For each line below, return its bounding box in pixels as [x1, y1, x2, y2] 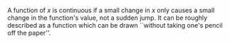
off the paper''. [7, 28, 51, 37]
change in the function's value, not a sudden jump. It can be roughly [7, 13, 208, 22]
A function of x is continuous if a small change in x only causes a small [7, 6, 215, 14]
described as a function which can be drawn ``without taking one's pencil [7, 21, 223, 29]
